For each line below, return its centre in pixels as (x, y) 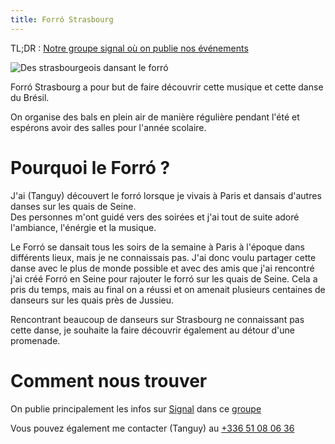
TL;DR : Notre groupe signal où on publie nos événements (129, 48)
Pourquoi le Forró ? (90, 167)
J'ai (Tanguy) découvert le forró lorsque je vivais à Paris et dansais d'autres (166, 195)
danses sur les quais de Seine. (73, 206)
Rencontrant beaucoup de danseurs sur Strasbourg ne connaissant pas (157, 319)
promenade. (35, 340)
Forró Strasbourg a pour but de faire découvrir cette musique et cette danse (167, 87)
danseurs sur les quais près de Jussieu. (92, 300)
